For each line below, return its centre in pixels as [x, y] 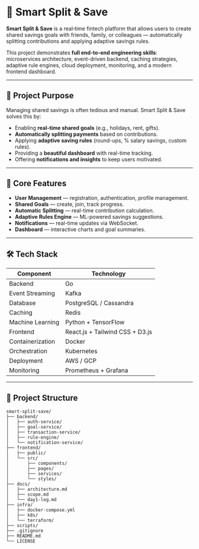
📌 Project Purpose [40, 96]
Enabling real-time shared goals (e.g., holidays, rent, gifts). [87, 127]
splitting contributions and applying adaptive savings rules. [78, 41]
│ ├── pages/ [30, 469]
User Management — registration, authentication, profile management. [102, 197]
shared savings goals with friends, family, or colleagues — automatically [94, 34]
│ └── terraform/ [30, 521]
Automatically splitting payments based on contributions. [86, 134]
